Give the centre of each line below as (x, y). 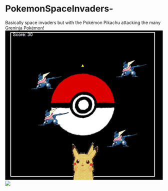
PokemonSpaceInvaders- (59, 9)
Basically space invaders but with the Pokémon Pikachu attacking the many (83, 22)
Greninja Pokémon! (25, 27)
